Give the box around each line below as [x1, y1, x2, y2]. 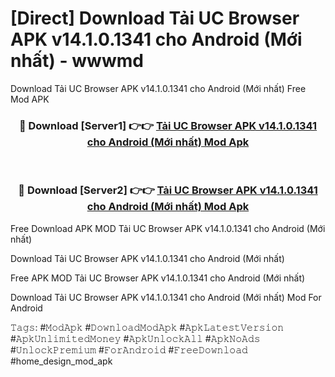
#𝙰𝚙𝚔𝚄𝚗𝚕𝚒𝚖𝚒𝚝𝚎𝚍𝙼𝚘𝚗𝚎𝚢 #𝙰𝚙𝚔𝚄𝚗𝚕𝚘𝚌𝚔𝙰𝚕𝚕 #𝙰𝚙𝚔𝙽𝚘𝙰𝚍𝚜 [10, 332, 261, 344]
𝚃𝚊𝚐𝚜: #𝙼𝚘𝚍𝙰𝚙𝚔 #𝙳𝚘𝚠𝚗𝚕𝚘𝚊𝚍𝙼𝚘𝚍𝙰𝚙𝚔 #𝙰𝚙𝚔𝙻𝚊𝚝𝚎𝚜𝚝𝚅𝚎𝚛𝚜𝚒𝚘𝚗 [10, 321, 285, 333]
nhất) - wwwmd [10, 50, 144, 72]
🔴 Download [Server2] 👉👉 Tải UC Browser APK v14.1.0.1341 [18, 183, 318, 197]
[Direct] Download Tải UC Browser [10, 7, 300, 30]
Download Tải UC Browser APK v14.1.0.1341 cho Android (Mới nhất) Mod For [10, 291, 322, 303]
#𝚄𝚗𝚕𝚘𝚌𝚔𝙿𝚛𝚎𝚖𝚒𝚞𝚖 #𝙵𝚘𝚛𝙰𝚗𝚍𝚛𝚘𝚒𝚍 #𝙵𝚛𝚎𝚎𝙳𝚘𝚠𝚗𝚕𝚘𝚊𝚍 [10, 343, 248, 356]
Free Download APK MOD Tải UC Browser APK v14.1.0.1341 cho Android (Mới [10, 222, 326, 234]
